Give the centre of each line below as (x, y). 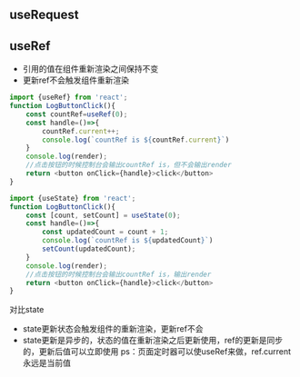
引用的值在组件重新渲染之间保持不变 (90, 69)
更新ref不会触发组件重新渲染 (76, 80)
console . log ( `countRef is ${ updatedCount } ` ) (128, 241)
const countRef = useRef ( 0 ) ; (77, 114)
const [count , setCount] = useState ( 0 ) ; (103, 215)
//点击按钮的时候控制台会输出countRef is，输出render (119, 274)
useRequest (44, 15)
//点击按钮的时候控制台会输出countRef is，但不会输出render (129, 165)
